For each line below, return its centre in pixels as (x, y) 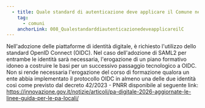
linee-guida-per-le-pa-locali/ (43, 98)
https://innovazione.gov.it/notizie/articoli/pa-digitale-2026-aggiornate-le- (99, 92)
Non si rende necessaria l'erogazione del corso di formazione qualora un (98, 72)
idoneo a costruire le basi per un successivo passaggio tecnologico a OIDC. (102, 66)
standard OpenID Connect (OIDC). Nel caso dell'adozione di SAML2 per (97, 53)
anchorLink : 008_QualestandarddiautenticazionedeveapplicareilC (101, 29)
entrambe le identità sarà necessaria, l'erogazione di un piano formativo (97, 59)
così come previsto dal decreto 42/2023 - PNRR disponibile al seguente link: (102, 85)
